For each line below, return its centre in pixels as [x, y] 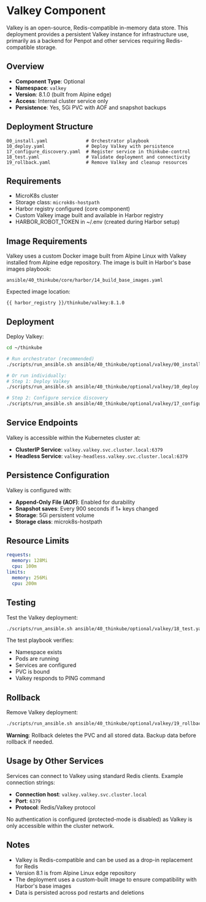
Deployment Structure [50, 127]
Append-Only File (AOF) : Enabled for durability [75, 502]
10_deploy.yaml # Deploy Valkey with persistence [90, 146]
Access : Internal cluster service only [62, 101]
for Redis [27, 866]
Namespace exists [39, 652]
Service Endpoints [42, 423]
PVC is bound [32, 672]
